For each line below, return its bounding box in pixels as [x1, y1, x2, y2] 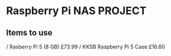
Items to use [6, 28, 53, 38]
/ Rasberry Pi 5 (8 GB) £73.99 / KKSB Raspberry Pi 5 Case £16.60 [6, 43, 166, 50]
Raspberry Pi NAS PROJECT [6, 4, 147, 18]
